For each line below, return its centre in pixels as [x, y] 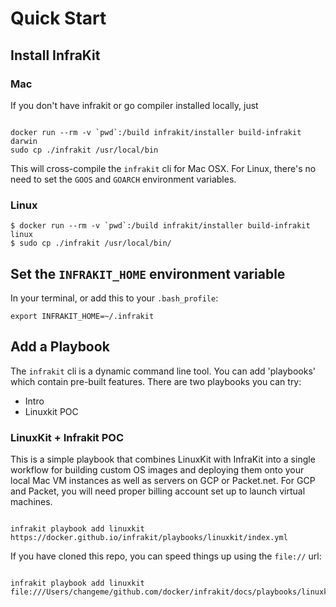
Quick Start [58, 18]
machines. [31, 502]
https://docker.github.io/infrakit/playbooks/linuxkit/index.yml [149, 538]
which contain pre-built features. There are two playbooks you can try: [156, 381]
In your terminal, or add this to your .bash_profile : [114, 298]
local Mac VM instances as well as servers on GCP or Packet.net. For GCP [163, 481]
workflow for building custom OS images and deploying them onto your [157, 470]
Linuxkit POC [51, 411]
